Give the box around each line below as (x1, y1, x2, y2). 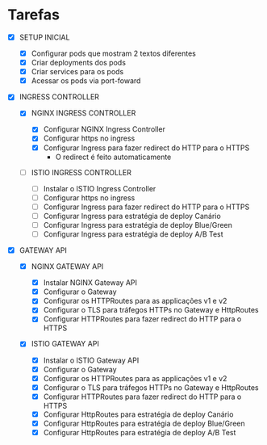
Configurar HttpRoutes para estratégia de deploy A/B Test (43, 427, 236, 437)
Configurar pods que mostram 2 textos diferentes (31, 48, 197, 58)
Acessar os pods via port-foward (31, 76, 141, 86)
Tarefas (7, 6, 60, 24)
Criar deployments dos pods (31, 58, 127, 68)
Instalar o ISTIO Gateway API (43, 355, 140, 365)
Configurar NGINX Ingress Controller (43, 124, 166, 134)
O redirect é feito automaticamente (55, 152, 172, 162)
